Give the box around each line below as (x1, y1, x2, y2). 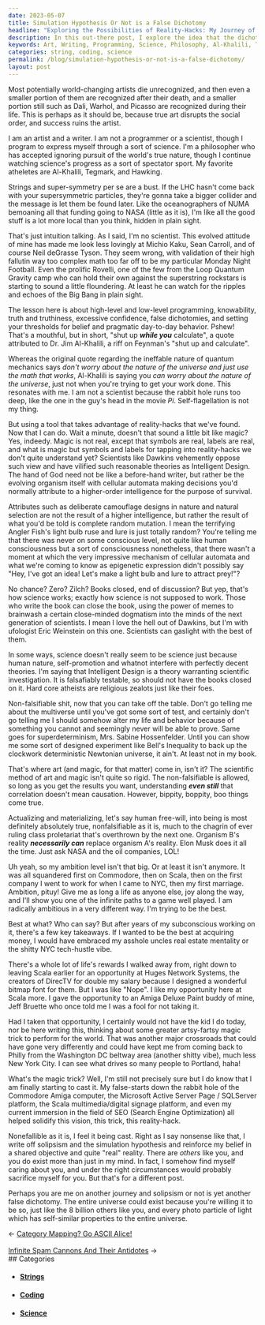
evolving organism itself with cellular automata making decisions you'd (8, 478, 238, 488)
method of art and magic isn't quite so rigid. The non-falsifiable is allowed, (8, 773, 250, 782)
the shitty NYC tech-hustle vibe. (8, 944, 113, 953)
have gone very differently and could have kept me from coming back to (8, 1042, 243, 1051)
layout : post (8, 63, 51, 71)
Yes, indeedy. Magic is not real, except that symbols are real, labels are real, (8, 436, 256, 446)
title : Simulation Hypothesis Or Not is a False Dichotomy (8, 19, 207, 27)
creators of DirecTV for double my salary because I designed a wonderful (8, 976, 247, 986)
